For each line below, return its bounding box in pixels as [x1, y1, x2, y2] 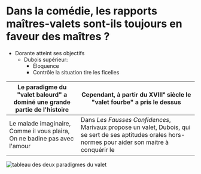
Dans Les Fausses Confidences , [80, 115, 171, 124]
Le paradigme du [17, 83, 67, 91]
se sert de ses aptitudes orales [80, 130, 167, 139]
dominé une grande [13, 98, 71, 106]
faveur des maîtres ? [6, 30, 110, 43]
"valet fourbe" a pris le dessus [92, 98, 181, 106]
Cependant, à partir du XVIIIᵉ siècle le [81, 90, 191, 98]
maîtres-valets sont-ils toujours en [6, 17, 182, 31]
